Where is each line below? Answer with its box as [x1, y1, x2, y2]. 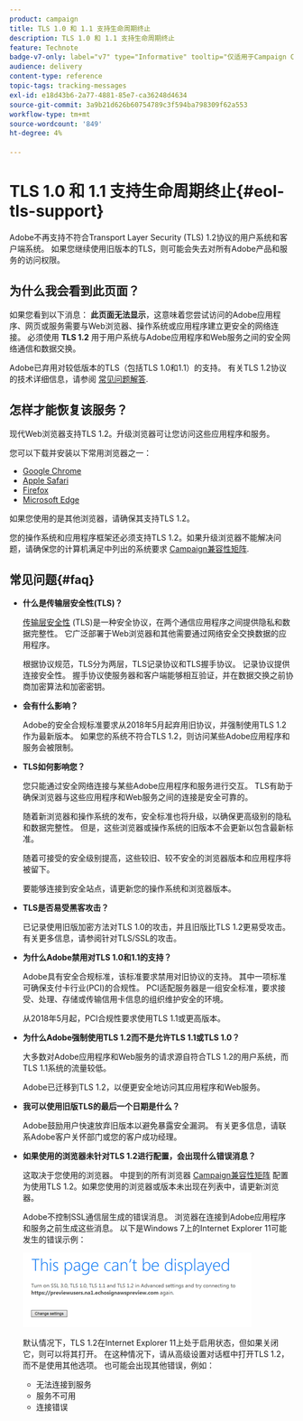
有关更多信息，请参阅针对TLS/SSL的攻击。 [22, 933, 182, 943]
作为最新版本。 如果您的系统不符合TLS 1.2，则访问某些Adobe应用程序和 [22, 731, 290, 742]
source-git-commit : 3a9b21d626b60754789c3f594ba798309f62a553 [9, 100, 248, 109]
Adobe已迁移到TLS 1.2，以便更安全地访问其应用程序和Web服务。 [22, 1082, 266, 1092]
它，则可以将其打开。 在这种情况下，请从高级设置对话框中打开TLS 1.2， [22, 1349, 289, 1360]
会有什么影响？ [22, 701, 78, 711]
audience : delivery [9, 62, 83, 71]
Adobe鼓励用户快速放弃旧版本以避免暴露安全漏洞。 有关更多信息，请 [22, 1120, 280, 1131]
